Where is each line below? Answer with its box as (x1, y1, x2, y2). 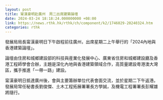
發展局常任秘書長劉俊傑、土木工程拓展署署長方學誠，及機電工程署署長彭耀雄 (5, 84, 158, 89)
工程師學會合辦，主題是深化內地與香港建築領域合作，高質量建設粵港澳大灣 (9, 61, 158, 67)
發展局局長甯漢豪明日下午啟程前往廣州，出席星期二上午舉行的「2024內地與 (5, 39, 156, 45)
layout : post (5, 7, 32, 12)
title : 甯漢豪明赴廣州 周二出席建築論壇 (5, 12, 79, 16)
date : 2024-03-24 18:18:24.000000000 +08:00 (5, 16, 97, 21)
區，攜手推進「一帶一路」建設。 (5, 67, 69, 73)
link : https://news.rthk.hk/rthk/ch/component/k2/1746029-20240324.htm (5, 20, 153, 26)
